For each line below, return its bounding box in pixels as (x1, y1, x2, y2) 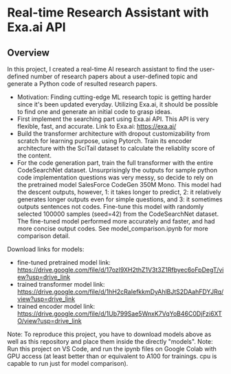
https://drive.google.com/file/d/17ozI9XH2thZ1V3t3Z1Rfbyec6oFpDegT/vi (16, 266, 224, 274)
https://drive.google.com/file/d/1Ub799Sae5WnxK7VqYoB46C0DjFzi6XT (16, 309, 222, 318)
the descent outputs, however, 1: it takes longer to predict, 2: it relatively (16, 188, 221, 196)
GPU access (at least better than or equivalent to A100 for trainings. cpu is (7, 352, 217, 360)
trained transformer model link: (16, 280, 105, 288)
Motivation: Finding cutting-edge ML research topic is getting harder (16, 93, 212, 101)
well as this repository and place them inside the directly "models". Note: (7, 338, 213, 345)
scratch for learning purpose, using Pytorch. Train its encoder (16, 137, 192, 145)
